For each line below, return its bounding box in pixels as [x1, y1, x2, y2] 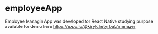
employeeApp [5, 3, 63, 14]
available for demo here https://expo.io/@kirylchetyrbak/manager [5, 23, 136, 29]
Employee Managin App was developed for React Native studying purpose [5, 18, 153, 24]
